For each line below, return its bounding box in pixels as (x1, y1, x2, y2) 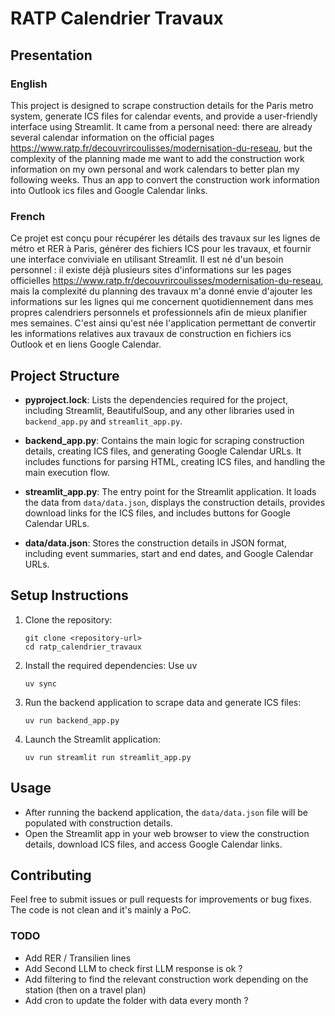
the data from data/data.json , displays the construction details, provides (24, 496, 326, 508)
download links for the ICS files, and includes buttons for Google (24, 507, 291, 519)
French (10, 209, 46, 223)
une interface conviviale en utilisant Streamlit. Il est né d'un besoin (10, 253, 284, 266)
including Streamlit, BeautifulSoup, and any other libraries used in (24, 404, 295, 416)
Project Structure (10, 367, 120, 384)
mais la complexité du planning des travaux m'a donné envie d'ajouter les (10, 285, 313, 297)
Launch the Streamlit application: (24, 733, 162, 745)
